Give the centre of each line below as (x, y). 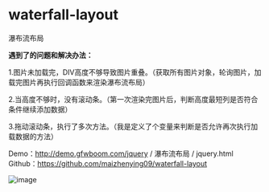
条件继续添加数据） (40, 109)
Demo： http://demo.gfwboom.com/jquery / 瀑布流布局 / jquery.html (121, 153)
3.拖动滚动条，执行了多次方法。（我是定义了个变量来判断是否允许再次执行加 (133, 126)
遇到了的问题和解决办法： (51, 55)
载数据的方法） (33, 136)
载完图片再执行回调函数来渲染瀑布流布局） (79, 82)
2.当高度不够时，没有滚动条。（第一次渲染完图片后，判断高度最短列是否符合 (133, 99)
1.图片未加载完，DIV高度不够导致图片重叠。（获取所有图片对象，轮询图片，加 (135, 72)
